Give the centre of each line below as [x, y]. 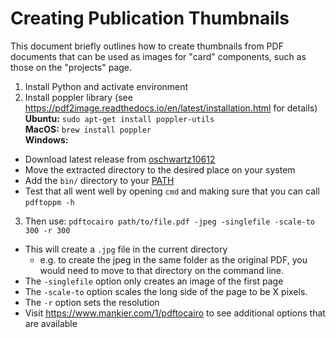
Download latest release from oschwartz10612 [120, 159]
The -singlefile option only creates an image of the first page [154, 281]
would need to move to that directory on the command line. [162, 270]
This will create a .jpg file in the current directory [126, 249]
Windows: [46, 139]
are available [51, 323]
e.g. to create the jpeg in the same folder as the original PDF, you [173, 259]
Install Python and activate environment [106, 86]
